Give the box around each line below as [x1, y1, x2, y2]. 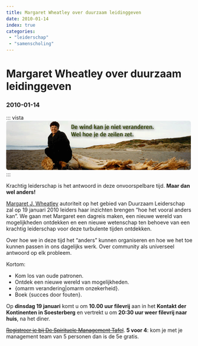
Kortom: [6, 261, 25, 268]
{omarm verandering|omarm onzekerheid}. [14, 285, 120, 292]
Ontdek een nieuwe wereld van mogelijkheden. [14, 278, 129, 286]
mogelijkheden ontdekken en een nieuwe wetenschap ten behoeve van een [6, 219, 190, 226]
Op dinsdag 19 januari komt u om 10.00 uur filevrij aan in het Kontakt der [6, 303, 187, 310]
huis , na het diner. [6, 315, 50, 322]
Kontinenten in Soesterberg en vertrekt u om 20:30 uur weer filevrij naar [6, 309, 187, 316]
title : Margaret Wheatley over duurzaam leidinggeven [6, 9, 142, 15]
